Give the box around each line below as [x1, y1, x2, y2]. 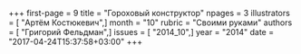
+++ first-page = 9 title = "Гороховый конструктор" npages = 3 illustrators [8, 8, 291, 18]
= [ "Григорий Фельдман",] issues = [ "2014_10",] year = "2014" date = [8, 27, 274, 37]
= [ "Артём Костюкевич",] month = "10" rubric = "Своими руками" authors [8, 17, 293, 28]
